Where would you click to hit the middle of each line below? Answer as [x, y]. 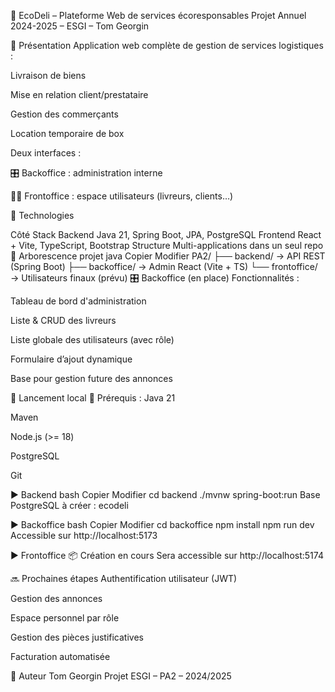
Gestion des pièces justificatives [77, 637]
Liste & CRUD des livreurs [63, 320]
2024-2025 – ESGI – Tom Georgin [80, 26]
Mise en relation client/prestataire [79, 94]
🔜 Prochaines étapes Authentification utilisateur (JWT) [124, 578]
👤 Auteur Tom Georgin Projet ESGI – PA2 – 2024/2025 [121, 676]
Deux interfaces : [46, 153]
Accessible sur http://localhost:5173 [84, 535]
